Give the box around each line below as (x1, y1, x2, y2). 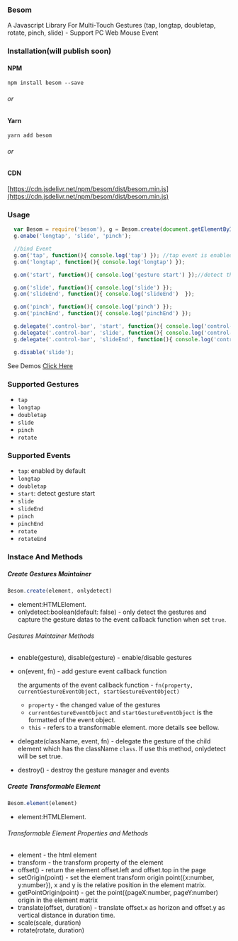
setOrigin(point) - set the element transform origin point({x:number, (17, 873, 215, 882)
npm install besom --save (7, 79, 84, 86)
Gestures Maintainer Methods (7, 632, 95, 640)
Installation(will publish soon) (7, 46, 112, 56)
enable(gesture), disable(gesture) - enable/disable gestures (17, 654, 193, 662)
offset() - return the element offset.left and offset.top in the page (17, 866, 207, 874)
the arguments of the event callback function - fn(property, (17, 681, 193, 690)
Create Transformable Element (7, 782, 101, 790)
